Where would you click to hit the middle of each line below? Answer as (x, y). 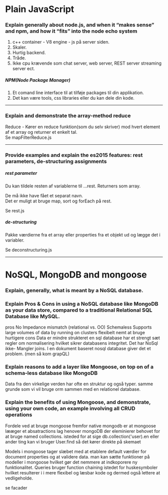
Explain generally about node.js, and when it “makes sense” (80, 25)
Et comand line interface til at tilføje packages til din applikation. (78, 93)
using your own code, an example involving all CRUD (70, 408)
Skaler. (19, 47)
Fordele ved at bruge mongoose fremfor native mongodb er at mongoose (81, 426)
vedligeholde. (19, 478)
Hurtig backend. (29, 53)
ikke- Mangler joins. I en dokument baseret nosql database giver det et (78, 349)
